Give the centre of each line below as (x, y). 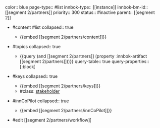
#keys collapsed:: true (35, 76)
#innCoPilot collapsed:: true (41, 101)
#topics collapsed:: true (36, 46)
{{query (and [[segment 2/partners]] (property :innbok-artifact (83, 56)
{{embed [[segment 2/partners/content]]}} (63, 37)
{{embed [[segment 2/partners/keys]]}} (60, 86)
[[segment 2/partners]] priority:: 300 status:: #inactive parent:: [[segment (80, 12)
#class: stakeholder (40, 91)
